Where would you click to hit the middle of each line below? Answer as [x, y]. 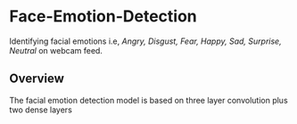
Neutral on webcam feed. [56, 50]
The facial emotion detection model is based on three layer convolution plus [148, 100]
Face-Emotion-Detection [103, 17]
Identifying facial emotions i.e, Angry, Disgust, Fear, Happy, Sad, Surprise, [146, 41]
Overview [37, 79]
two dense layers [41, 110]
